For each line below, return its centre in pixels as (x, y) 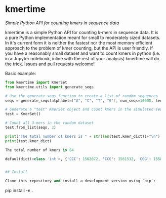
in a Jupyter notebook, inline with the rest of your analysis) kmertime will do (82, 58)
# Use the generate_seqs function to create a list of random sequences (82, 96)
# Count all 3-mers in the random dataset (49, 123)
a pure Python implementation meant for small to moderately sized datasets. (83, 38)
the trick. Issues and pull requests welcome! (50, 64)
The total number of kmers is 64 (40, 150)
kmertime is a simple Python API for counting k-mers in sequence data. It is (82, 32)
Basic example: (21, 73)
